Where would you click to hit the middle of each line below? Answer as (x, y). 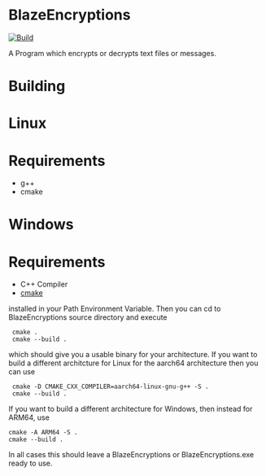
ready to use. (31, 463)
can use (22, 372)
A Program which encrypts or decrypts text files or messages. (113, 53)
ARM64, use (29, 417)
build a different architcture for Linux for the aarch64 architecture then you (133, 363)
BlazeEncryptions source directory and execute (88, 317)
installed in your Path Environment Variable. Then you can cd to (115, 309)
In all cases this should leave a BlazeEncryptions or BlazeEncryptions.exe (131, 455)
